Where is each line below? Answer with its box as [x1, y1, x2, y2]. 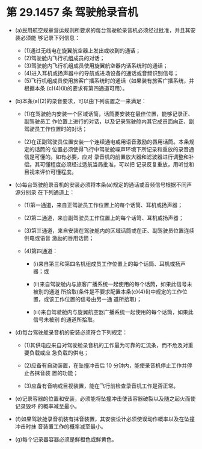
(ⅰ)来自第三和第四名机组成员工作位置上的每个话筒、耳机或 [32, 260, 176, 267]
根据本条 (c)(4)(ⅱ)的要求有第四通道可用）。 [23, 84, 128, 92]
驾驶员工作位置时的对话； [23, 125, 88, 133]
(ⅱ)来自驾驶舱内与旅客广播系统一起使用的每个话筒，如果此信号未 [32, 280, 192, 287]
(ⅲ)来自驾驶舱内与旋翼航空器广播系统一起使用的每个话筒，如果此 [32, 308, 194, 315]
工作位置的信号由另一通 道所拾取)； [54, 295, 142, 303]
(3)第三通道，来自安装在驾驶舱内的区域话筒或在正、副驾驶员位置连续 [23, 227, 195, 234]
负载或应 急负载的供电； [29, 349, 89, 356]
